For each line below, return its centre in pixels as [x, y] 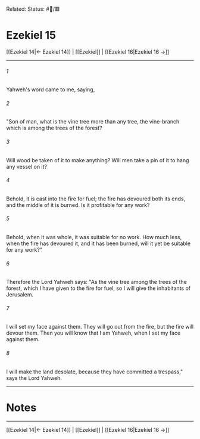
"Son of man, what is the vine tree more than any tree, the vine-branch [93, 122]
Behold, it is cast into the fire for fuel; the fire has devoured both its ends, [96, 199]
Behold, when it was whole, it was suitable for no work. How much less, [94, 237]
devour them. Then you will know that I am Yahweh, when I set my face [93, 333]
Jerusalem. [20, 295]
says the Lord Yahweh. [34, 378]
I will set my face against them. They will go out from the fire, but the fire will [100, 327]
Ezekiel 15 [31, 35]
